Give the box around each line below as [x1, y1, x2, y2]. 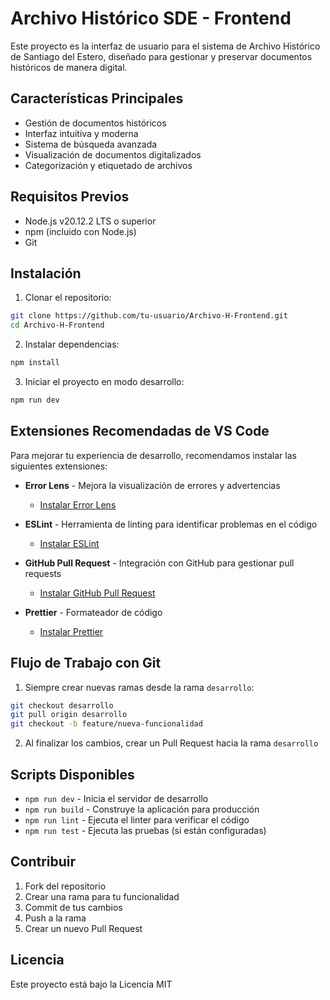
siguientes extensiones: [10, 460, 108, 472]
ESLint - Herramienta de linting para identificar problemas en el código [24, 518, 318, 530]
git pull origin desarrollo [10, 710, 128, 720]
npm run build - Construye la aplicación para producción [24, 803, 260, 815]
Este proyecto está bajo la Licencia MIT [10, 978, 173, 990]
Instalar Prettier [39, 625, 104, 637]
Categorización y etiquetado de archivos [24, 159, 193, 171]
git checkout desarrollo [10, 700, 114, 711]
